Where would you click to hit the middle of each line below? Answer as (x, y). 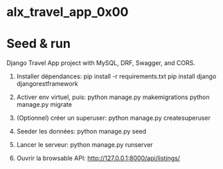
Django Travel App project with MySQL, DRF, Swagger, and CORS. (101, 63)
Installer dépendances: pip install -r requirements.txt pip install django (116, 76)
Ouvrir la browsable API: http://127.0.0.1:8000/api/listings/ (98, 158)
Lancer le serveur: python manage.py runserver (84, 145)
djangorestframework (47, 84)
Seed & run (38, 44)
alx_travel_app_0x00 (68, 12)
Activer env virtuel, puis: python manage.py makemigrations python (113, 97)
